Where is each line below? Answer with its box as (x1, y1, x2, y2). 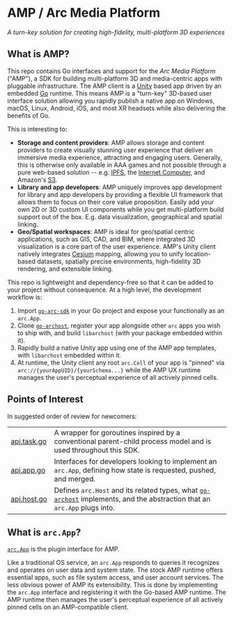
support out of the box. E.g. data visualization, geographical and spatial (17, 212, 222, 221)
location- (185, 249, 211, 258)
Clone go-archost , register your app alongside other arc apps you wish (17, 321, 221, 330)
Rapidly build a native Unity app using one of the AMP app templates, (17, 344, 217, 352)
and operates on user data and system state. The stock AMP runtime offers (7, 566, 224, 574)
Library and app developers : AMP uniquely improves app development (17, 183, 222, 191)
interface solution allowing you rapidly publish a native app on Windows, (7, 96, 215, 105)
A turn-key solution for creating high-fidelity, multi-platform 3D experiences (7, 28, 225, 36)
